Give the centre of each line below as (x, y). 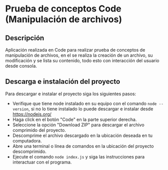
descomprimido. (29, 151)
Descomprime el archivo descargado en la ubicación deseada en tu (82, 135)
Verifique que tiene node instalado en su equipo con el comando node (85, 103)
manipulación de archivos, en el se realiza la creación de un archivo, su (79, 55)
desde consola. (21, 66)
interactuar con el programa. (42, 162)
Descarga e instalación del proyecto (63, 81)
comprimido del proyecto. (39, 130)
